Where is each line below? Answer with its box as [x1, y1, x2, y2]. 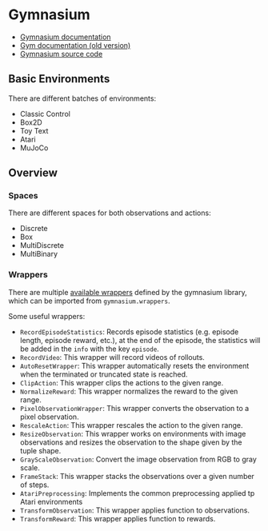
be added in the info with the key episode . [19, 344, 160, 353]
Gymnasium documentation [19, 32, 111, 42]
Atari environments [19, 497, 83, 506]
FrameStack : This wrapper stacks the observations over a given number [19, 471, 254, 481]
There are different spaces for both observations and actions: [8, 208, 211, 218]
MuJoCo [19, 142, 49, 153]
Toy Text [19, 126, 49, 135]
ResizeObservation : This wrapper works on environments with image [19, 429, 246, 438]
